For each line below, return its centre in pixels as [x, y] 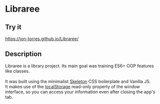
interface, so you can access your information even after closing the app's [80, 92]
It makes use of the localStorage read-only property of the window [73, 86]
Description [23, 54]
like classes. [17, 71]
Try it [13, 27]
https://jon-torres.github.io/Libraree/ [42, 39]
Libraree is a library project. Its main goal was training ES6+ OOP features [80, 66]
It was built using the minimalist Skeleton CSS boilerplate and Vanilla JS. [78, 81]
